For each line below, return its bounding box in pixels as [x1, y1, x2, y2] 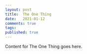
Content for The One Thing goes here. [5, 44, 83, 49]
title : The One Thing [5, 12, 52, 17]
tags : [5, 26, 16, 30]
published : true [5, 30, 38, 35]
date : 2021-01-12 [5, 16, 45, 21]
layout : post [5, 7, 32, 12]
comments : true [5, 21, 36, 26]
